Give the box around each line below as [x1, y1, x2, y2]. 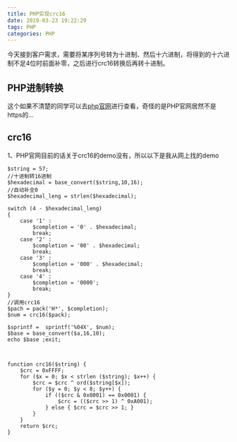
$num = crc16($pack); [7, 311, 71, 318]
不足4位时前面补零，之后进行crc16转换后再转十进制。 [13, 59, 169, 68]
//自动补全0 [7, 186, 39, 193]
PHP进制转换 [7, 82, 63, 94]
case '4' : [20, 273, 52, 280]
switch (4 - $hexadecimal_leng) [7, 205, 102, 212]
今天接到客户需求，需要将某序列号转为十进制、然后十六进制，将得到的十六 [7, 50, 224, 59]
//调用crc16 [7, 299, 40, 306]
